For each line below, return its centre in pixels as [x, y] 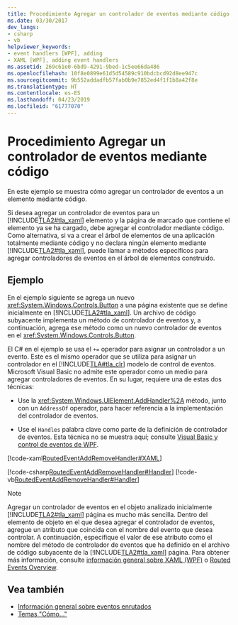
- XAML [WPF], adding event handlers [63, 60]
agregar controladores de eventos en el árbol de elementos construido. [111, 258]
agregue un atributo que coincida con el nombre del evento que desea [110, 529]
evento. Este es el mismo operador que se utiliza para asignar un [102, 357]
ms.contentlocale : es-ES [44, 93]
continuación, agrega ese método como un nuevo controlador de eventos [114, 327]
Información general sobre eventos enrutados [84, 607]
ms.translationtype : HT [42, 87]
